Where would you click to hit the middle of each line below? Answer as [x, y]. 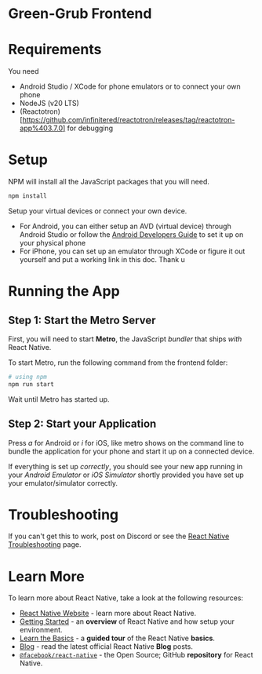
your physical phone [53, 242]
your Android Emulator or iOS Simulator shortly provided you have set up [126, 475]
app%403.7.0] [42, 128]
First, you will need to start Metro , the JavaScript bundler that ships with [125, 339]
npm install [27, 196]
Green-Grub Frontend [80, 14]
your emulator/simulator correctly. [63, 483]
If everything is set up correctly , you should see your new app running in [126, 466]
